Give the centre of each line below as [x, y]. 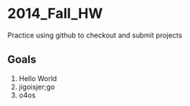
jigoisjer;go [37, 87]
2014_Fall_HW [55, 14]
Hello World [38, 78]
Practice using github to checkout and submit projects [95, 35]
